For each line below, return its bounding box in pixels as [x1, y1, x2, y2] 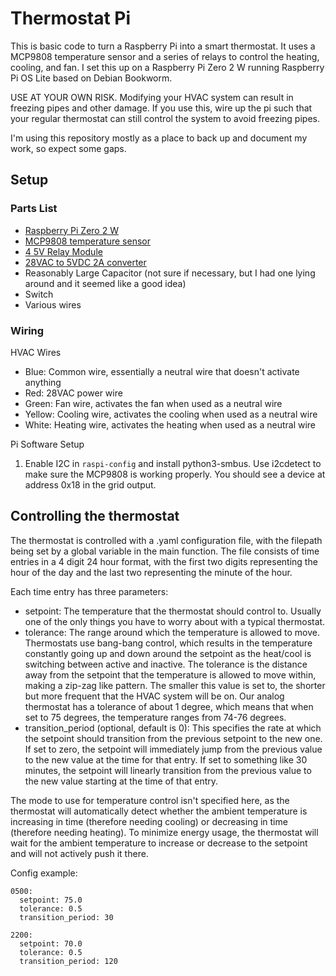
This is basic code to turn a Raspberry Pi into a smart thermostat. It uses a [10, 40, 316, 52]
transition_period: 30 [19, 912, 114, 922]
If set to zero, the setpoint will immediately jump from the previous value [24, 743, 323, 755]
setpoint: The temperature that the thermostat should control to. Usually [24, 605, 322, 617]
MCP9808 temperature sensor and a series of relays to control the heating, [10, 50, 320, 62]
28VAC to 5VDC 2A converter [24, 256, 147, 268]
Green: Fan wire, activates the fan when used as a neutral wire [24, 397, 283, 409]
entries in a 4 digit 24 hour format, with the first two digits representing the [10, 555, 318, 567]
